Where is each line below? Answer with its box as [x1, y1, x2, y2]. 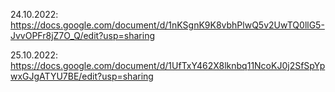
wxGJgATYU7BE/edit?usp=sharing [10, 70, 154, 82]
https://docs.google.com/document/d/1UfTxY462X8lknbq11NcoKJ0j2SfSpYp [10, 60, 326, 71]
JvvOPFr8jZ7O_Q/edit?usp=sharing [10, 30, 156, 41]
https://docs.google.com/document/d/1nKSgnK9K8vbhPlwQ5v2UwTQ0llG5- [10, 19, 325, 31]
